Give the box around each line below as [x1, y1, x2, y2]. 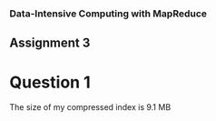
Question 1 [9, 72, 91, 93]
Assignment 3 [9, 35, 91, 51]
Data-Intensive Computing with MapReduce [9, 7, 207, 20]
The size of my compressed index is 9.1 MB [9, 102, 172, 113]
